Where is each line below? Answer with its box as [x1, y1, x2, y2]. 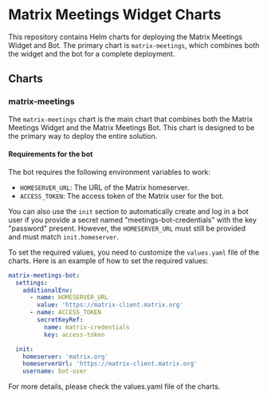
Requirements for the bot [8, 149, 93, 159]
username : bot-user [22, 367, 88, 376]
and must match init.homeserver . [8, 231, 120, 241]
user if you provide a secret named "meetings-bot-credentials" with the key [8, 215, 257, 224]
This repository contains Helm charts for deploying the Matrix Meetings [8, 32, 243, 41]
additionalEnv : [22, 286, 73, 294]
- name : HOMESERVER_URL [29, 294, 109, 302]
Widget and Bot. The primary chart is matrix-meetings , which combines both [8, 40, 260, 49]
